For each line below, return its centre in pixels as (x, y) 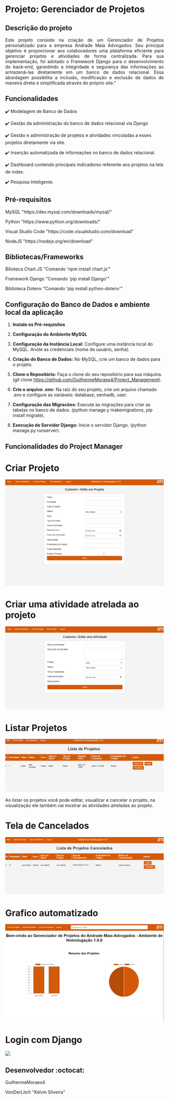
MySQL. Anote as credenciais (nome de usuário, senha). (71, 350)
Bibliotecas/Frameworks (45, 257)
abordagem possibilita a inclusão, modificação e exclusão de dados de (84, 77)
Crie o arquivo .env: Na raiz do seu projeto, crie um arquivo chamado (84, 390)
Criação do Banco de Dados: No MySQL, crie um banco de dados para (86, 359)
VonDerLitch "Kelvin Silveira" (35, 1092)
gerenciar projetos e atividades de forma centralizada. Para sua (84, 56)
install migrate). (29, 415)
